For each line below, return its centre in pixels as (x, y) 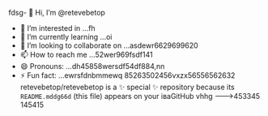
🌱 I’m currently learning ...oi (66, 37)
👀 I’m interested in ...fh (57, 28)
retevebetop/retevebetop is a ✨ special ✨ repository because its (127, 87)
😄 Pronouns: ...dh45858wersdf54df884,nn (92, 66)
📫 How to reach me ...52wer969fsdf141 (86, 54)
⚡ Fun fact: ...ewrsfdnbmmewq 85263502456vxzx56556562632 (128, 75)
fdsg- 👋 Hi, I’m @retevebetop (57, 13)
